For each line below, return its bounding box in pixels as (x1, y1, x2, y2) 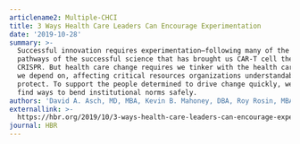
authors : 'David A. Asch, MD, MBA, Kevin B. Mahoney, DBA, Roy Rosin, (9, 96, 278, 106)
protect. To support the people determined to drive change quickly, (17, 80, 281, 89)
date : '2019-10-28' (9, 30, 82, 38)
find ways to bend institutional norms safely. (17, 88, 198, 97)
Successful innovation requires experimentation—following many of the (17, 47, 290, 55)
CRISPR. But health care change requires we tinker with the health (17, 64, 278, 72)
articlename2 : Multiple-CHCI (9, 13, 118, 22)
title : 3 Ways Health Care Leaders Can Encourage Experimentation (9, 21, 262, 30)
